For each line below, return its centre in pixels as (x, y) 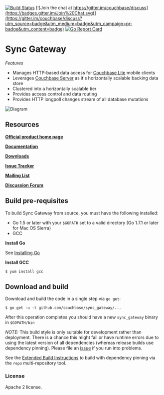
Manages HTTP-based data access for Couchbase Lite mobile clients (84, 72)
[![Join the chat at (54, 8)
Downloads (17, 156)
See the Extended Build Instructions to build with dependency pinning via (80, 358)
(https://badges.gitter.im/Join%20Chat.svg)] (51, 13)
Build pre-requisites (37, 201)
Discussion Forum (24, 185)
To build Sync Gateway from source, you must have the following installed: (82, 213)
